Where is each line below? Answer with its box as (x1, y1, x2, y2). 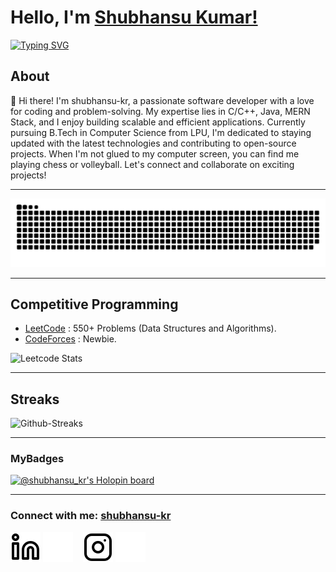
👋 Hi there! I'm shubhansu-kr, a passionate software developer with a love (10, 94, 315, 106)
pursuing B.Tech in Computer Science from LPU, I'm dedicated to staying (10, 126, 312, 138)
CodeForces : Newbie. (24, 333, 117, 345)
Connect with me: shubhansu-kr (10, 509, 172, 523)
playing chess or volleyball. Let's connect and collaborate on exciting (10, 158, 295, 170)
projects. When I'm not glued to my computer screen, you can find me (10, 147, 300, 160)
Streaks (10, 391, 60, 408)
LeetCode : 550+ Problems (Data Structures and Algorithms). (24, 322, 277, 335)
